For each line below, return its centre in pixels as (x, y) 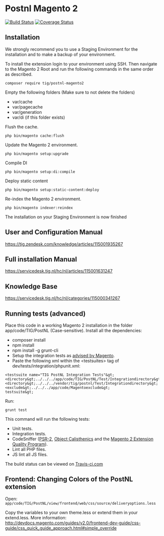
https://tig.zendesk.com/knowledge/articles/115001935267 (64, 244)
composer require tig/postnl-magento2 (44, 83)
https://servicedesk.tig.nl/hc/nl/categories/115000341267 (63, 298)
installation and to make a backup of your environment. (61, 54)
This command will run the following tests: (48, 419)
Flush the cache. (22, 127)
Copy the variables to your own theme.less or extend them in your (72, 512)
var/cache (22, 102)
